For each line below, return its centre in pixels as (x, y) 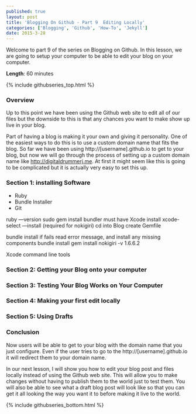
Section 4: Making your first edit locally (63, 301)
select (13, 225)
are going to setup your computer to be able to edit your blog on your (90, 56)
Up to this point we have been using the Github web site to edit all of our (93, 113)
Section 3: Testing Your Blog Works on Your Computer (85, 285)
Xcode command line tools (38, 254)
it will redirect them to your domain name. (56, 357)
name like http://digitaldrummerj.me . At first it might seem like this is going (96, 161)
